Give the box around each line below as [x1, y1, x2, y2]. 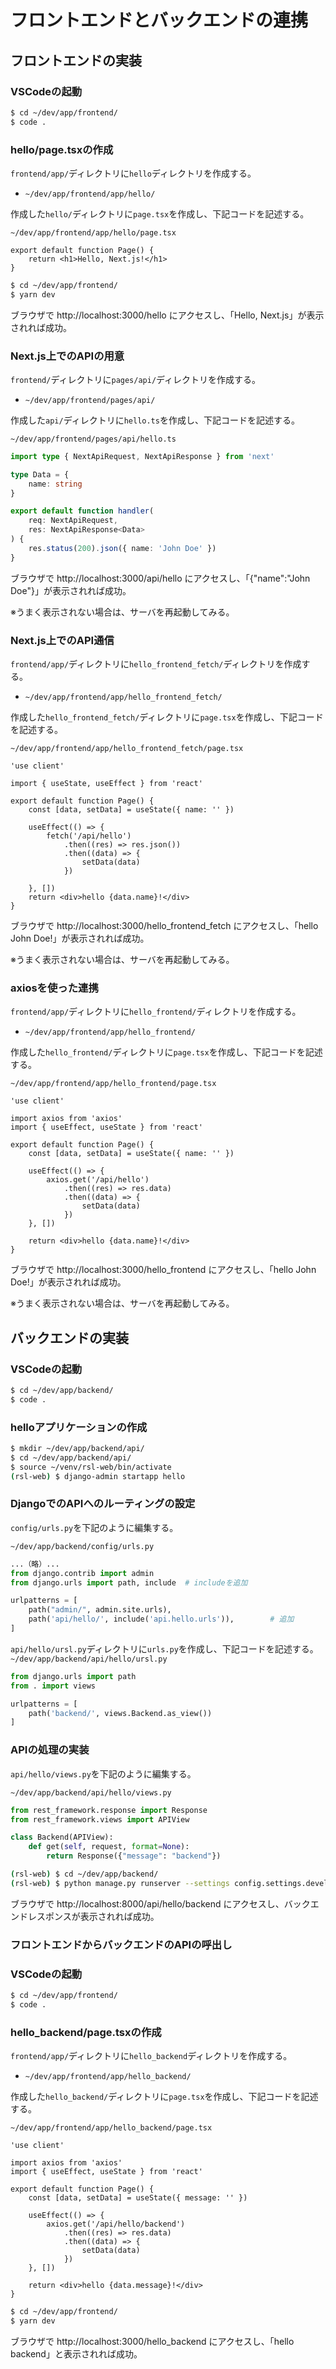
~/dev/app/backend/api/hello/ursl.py [10, 1654, 168, 1664]
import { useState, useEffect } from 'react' [10, 779, 203, 789]
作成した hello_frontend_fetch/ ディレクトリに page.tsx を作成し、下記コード [10, 711, 324, 723]
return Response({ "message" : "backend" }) [46, 1851, 222, 1861]
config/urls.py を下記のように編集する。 [10, 1521, 179, 1533]
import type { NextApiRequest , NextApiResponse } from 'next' [10, 451, 275, 461]
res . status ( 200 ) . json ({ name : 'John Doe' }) [28, 543, 217, 553]
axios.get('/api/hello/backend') [46, 2219, 186, 2230]
